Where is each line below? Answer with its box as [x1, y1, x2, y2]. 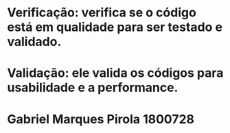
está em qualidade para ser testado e [7, 19, 223, 35]
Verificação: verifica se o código [7, 5, 197, 21]
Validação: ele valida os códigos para [7, 65, 224, 81]
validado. [7, 34, 62, 49]
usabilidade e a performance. [7, 80, 179, 95]
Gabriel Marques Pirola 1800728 [7, 111, 194, 127]
